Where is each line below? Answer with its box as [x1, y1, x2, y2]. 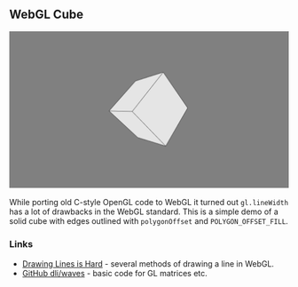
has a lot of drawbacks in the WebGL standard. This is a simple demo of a [9, 206, 279, 217]
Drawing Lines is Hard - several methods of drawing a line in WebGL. [21, 258, 275, 269]
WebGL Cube [9, 7, 84, 22]
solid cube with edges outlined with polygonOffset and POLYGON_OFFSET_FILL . [9, 216, 288, 227]
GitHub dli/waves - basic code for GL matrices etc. [21, 267, 208, 278]
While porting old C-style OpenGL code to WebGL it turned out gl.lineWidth [9, 197, 289, 208]
